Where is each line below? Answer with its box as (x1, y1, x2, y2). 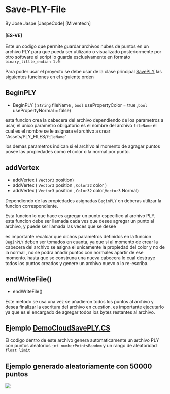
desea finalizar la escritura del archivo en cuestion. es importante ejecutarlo (5, 304, 164, 310)
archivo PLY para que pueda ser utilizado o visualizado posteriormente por (5, 49, 162, 55)
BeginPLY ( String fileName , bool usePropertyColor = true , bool (12, 102, 148, 108)
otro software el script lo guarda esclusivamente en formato (5, 54, 130, 60)
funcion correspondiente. (5, 203, 58, 209)
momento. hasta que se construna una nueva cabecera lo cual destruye (5, 255, 156, 261)
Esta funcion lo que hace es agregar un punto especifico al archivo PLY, (5, 212, 156, 219)
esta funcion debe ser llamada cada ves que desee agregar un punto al (5, 218, 154, 224)
